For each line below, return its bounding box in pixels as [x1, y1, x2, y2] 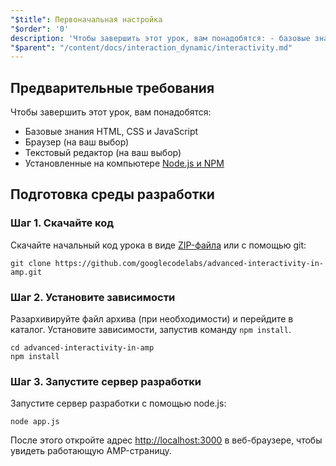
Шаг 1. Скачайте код [10, 216, 115, 230]
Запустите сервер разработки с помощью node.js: [10, 397, 227, 410]
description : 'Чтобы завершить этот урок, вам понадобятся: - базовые [10, 33, 311, 43]
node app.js [10, 417, 60, 427]
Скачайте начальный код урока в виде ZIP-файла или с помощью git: [10, 239, 307, 251]
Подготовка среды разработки [10, 186, 215, 203]
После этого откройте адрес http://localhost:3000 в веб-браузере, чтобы [10, 434, 323, 446]
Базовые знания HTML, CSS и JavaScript [24, 126, 199, 138]
